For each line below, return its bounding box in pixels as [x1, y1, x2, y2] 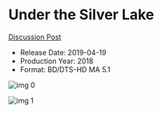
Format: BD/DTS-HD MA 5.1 [19, 64, 111, 74]
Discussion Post [8, 32, 62, 42]
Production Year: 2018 [19, 56, 94, 66]
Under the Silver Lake [8, 6, 155, 24]
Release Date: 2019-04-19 [19, 47, 107, 57]
